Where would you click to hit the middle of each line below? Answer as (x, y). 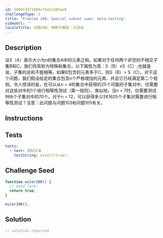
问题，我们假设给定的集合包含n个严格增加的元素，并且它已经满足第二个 (81, 78)
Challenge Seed (30, 171)
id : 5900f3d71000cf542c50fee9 (36, 10)
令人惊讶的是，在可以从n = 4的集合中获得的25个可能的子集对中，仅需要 (86, 84)
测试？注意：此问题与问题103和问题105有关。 (59, 103)
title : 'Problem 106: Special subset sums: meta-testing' (65, 19)
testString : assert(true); (41, 155)
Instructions (24, 119)
